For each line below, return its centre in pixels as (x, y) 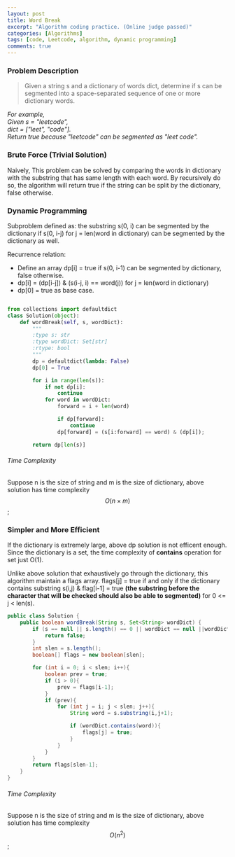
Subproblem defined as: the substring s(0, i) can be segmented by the (108, 225)
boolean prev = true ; (76, 674)
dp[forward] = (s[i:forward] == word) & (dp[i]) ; (131, 432)
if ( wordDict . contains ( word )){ (115, 726)
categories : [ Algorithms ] (45, 33)
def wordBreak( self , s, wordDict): (72, 322)
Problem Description (43, 71)
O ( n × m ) (117, 501)
